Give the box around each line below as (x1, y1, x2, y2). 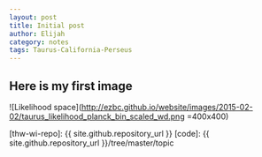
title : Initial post (9, 21, 86, 30)
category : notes (9, 37, 69, 47)
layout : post (9, 12, 58, 22)
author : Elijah (9, 29, 65, 38)
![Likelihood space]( (9, 101, 82, 112)
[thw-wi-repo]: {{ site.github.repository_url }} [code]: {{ (9, 128, 210, 138)
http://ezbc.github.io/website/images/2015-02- (81, 101, 254, 112)
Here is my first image (9, 78, 133, 93)
